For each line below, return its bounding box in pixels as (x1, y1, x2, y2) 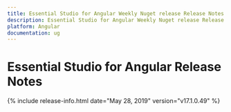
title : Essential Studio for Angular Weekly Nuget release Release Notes (7, 10, 225, 17)
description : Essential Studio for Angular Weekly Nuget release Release (7, 17, 225, 24)
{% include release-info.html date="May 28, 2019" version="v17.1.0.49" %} (7, 97, 221, 105)
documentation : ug (7, 29, 60, 37)
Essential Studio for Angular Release (7, 59, 221, 75)
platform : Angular (7, 23, 60, 30)
